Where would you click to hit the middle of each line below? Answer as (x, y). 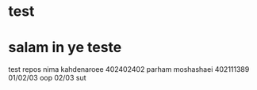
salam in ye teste (65, 48)
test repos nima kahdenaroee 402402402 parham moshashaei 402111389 (129, 69)
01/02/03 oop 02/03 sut (47, 78)
